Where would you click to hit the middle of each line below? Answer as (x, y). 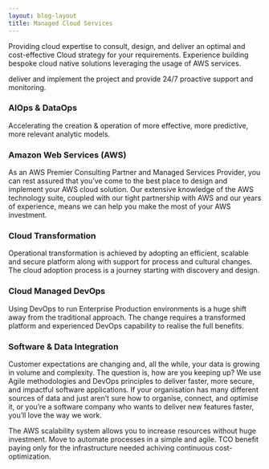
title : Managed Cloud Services (61, 23)
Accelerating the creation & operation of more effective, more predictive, (128, 125)
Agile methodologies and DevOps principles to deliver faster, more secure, (131, 381)
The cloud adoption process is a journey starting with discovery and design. (134, 271)
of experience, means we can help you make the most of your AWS (120, 206)
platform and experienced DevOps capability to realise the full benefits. (126, 325)
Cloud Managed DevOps (57, 292)
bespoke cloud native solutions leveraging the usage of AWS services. (125, 63)
